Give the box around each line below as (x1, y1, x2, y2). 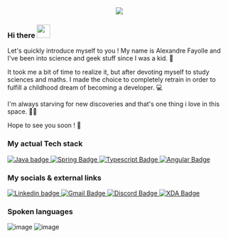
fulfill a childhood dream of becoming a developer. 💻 (7, 83, 163, 92)
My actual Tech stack (7, 139, 83, 148)
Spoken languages (7, 206, 73, 216)
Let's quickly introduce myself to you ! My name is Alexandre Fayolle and (7, 46, 222, 55)
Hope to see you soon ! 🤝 (7, 121, 82, 130)
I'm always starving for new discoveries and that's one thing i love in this (7, 99, 220, 109)
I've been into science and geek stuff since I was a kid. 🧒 (7, 54, 174, 63)
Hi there (7, 30, 36, 40)
